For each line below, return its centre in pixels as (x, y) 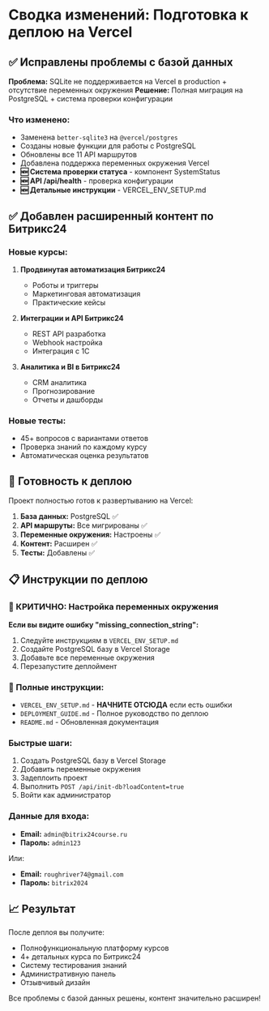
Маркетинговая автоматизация (86, 293)
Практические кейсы (69, 302)
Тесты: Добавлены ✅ (58, 553)
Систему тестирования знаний (73, 966)
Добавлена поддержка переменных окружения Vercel (115, 163)
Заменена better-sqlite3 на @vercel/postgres (99, 137)
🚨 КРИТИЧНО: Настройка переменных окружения (113, 607)
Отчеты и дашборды (68, 400)
